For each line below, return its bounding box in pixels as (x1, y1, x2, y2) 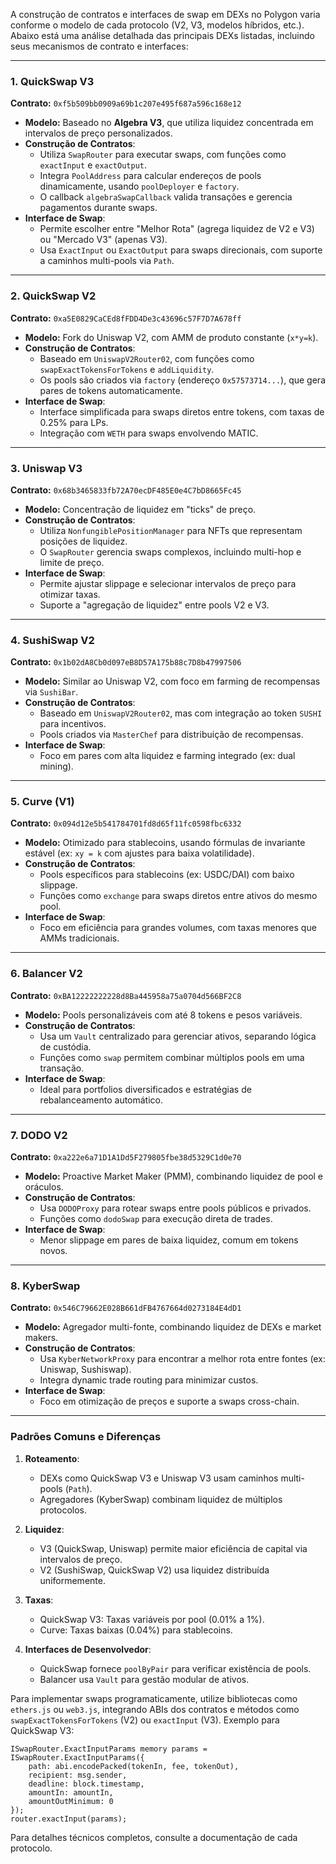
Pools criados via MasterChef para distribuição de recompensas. (39, 729, 304, 741)
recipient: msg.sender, (28, 1770, 128, 1780)
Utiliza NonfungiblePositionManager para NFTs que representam (39, 524, 303, 536)
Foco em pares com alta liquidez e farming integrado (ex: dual (39, 750, 296, 762)
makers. (24, 1332, 59, 1344)
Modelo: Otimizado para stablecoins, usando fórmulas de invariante (24, 837, 306, 849)
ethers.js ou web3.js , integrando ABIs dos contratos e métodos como (10, 1703, 300, 1715)
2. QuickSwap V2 (10, 289, 97, 303)
